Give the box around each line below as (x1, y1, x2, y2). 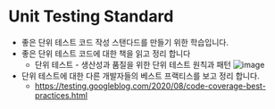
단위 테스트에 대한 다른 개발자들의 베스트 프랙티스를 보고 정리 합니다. (21, 70, 260, 81)
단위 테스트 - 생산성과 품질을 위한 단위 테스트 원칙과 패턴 (34, 59, 231, 70)
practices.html (34, 89, 88, 100)
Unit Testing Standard (8, 6, 174, 27)
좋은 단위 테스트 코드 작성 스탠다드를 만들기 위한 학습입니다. (21, 37, 229, 47)
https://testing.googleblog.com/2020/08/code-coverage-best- (34, 80, 267, 91)
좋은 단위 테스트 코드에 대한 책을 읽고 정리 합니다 (21, 47, 191, 59)
